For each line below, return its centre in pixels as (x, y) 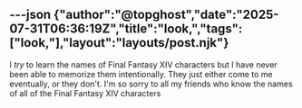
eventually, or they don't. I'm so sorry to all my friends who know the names (151, 84)
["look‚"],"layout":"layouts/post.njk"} (119, 43)
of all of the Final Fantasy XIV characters (85, 93)
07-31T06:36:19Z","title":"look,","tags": (126, 29)
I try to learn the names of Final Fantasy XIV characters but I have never (144, 64)
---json (30, 15)
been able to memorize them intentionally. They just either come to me (141, 74)
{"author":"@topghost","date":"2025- (166, 15)
